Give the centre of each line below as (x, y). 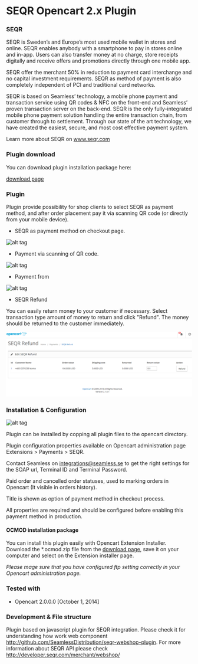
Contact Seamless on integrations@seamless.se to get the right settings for (98, 463)
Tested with (23, 588)
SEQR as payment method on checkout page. (70, 231)
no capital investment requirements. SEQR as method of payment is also (94, 78)
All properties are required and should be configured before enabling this (95, 510)
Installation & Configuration (46, 410)
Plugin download (31, 155)
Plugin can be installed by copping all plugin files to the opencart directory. (97, 434)
